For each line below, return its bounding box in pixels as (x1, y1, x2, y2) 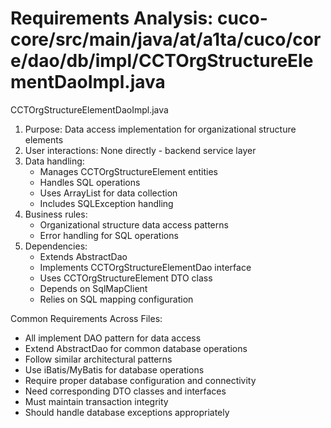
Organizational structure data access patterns (39, 218, 229, 231)
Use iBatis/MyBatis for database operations (24, 363, 205, 376)
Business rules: (24, 208, 88, 220)
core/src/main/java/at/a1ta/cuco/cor (10, 28, 322, 51)
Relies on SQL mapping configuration (39, 293, 194, 305)
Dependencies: (24, 240, 88, 252)
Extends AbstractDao (39, 250, 128, 262)
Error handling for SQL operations (39, 229, 179, 241)
